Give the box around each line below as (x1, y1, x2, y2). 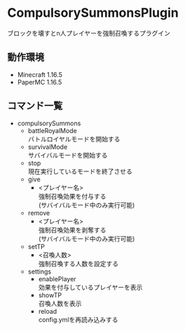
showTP (38, 290, 62, 299)
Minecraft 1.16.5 (17, 70, 63, 78)
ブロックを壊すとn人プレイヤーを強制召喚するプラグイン (7, 29, 170, 37)
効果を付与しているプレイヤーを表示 (38, 283, 143, 291)
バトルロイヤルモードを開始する (27, 134, 121, 143)
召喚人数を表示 (38, 299, 82, 307)
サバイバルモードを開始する (27, 150, 108, 159)
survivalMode (27, 142, 68, 151)
